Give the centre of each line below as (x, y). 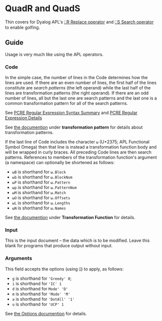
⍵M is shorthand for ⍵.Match (39, 193)
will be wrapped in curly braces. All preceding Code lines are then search (78, 152)
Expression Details (24, 118)
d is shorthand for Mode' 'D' (40, 288)
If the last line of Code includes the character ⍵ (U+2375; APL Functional (77, 142)
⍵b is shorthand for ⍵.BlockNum (42, 177)
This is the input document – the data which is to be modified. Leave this (77, 240)
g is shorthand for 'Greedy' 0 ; (42, 278)
